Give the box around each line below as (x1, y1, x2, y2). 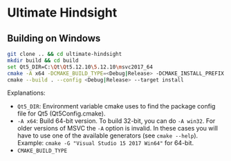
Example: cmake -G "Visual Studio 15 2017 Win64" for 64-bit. (17, 139, 194, 147)
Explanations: (7, 88, 46, 97)
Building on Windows (7, 32, 101, 44)
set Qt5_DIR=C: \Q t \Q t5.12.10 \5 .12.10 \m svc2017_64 (7, 64, 154, 70)
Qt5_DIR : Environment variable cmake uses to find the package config (17, 102, 216, 111)
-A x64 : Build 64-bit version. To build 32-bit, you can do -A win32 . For (17, 117, 216, 125)
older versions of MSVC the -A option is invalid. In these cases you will (17, 124, 218, 133)
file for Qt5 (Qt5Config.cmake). (17, 109, 106, 118)
